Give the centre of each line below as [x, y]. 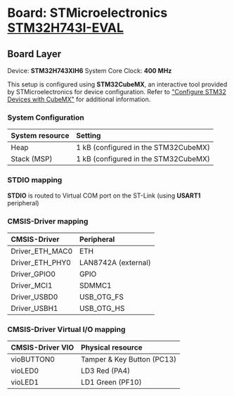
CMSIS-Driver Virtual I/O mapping [66, 329]
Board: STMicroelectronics [87, 13]
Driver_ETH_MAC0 [42, 251]
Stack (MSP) [32, 159]
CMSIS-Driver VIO [43, 347]
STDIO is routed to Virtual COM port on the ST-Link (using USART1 [104, 196]
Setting [89, 136]
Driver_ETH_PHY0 [41, 262]
